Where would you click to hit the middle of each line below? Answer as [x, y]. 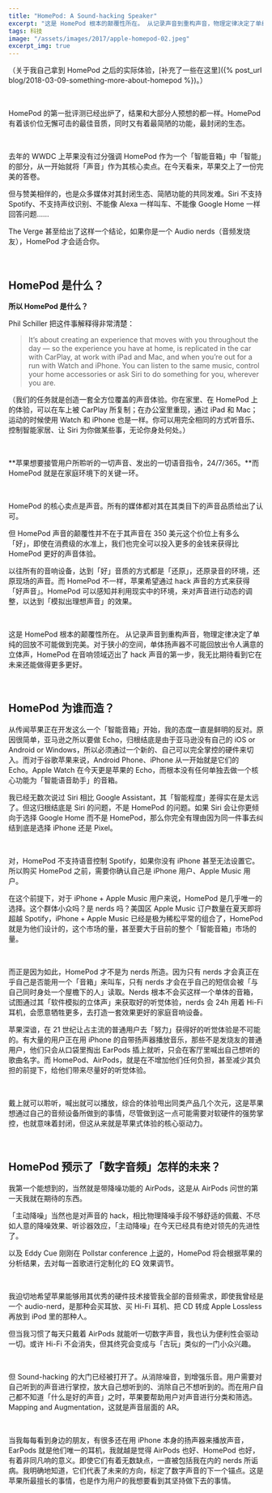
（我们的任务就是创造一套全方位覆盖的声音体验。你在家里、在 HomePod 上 [133, 399]
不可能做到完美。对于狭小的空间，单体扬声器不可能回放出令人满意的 [150, 644]
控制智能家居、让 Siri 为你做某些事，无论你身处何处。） [99, 430]
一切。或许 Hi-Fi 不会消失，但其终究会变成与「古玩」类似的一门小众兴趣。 [132, 1344]
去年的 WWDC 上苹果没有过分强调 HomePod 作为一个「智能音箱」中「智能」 [135, 157]
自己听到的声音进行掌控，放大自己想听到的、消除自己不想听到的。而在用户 [132, 1387]
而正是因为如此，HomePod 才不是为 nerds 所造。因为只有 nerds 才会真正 [130, 972]
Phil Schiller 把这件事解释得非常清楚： [72, 323]
